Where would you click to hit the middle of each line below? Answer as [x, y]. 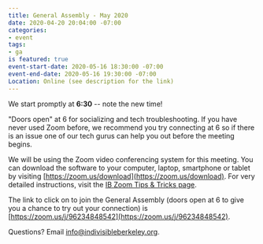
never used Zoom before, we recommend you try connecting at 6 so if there [131, 128]
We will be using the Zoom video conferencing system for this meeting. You [131, 159]
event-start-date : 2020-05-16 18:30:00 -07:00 [86, 67]
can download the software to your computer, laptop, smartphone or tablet [129, 168]
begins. [20, 144]
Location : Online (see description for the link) [91, 81]
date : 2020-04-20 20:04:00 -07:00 [65, 23]
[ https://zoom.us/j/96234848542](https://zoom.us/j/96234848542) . [119, 216]
